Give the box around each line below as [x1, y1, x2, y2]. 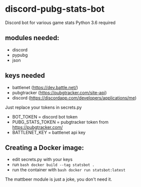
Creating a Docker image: [5, 143, 84, 152]
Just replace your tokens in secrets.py [5, 104, 82, 110]
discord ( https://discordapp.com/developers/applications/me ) [12, 94, 137, 101]
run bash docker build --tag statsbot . [12, 162, 95, 167]
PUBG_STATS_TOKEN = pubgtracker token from [12, 119, 109, 125]
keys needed [5, 71, 45, 80]
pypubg [12, 52, 28, 58]
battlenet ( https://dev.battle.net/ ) [12, 84, 78, 90]
